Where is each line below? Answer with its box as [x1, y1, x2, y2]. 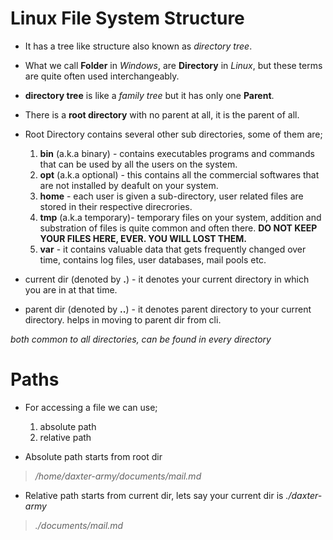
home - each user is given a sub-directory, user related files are [39, 190, 304, 202]
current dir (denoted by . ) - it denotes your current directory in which [24, 273, 310, 285]
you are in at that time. [24, 283, 118, 296]
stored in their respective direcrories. [39, 200, 193, 212]
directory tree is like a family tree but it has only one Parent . [24, 89, 275, 101]
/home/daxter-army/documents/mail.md [34, 470, 202, 482]
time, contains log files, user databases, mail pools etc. [39, 253, 267, 266]
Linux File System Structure [10, 7, 245, 30]
